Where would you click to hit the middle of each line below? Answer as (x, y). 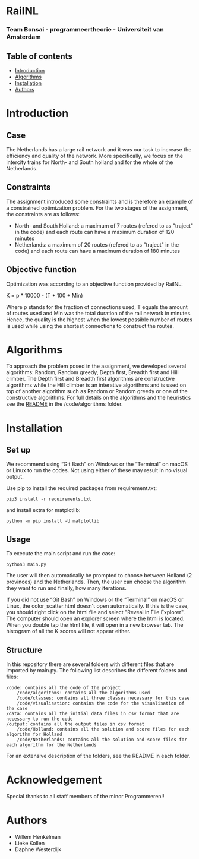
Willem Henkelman (38, 836)
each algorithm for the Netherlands (51, 745)
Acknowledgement (54, 780)
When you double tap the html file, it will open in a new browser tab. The (95, 625)
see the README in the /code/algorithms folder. (64, 404)
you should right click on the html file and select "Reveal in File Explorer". (96, 612)
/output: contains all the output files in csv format (75, 724)
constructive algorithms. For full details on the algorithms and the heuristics (99, 398)
